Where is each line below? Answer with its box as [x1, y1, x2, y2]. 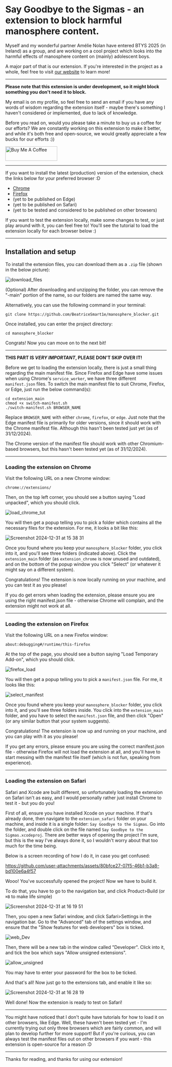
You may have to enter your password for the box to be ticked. [5, 969, 137, 976]
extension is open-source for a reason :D [5, 1041, 92, 1047]
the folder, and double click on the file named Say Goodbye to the [5, 826, 143, 832]
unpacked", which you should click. [5, 499, 80, 506]
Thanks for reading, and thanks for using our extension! [5, 1056, 123, 1062]
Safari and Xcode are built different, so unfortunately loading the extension [5, 789, 163, 795]
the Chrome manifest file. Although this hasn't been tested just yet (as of [5, 425, 159, 431]
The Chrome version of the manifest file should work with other [5, 440, 139, 447]
